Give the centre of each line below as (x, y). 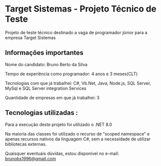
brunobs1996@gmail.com (31, 158)
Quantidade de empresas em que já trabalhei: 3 (52, 97)
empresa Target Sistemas (30, 38)
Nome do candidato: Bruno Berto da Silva (46, 64)
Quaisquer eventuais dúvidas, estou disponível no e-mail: (62, 153)
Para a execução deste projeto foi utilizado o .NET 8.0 (59, 124)
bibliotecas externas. (26, 144)
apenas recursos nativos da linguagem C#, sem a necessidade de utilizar (78, 139)
